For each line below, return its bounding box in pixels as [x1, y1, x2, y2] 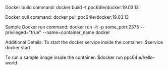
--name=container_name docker [42, 29, 110, 35]
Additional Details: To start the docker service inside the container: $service [5, 39, 163, 45]
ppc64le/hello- [124, 54, 155, 60]
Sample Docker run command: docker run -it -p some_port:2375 [5, 24, 139, 30]
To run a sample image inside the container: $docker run [5, 54, 123, 60]
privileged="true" [5, 29, 41, 35]
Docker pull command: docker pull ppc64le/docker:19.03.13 [5, 14, 129, 20]
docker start [5, 45, 31, 50]
